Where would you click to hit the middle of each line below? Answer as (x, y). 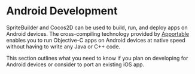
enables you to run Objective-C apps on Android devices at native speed (96, 40)
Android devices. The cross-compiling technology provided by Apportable (98, 33)
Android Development (62, 11)
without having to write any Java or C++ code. (63, 47)
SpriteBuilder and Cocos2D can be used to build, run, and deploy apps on (97, 27)
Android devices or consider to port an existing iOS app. (75, 64)
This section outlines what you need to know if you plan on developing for (97, 58)
